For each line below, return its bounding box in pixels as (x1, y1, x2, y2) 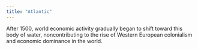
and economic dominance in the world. (6, 37, 103, 44)
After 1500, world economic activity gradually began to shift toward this (6, 25, 183, 32)
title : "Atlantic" (6, 8, 52, 15)
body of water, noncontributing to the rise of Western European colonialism (6, 31, 193, 38)
